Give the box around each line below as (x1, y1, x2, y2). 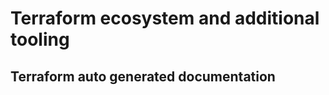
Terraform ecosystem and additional (10, 7, 320, 30)
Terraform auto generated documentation (10, 68, 276, 85)
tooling (10, 28, 70, 51)
